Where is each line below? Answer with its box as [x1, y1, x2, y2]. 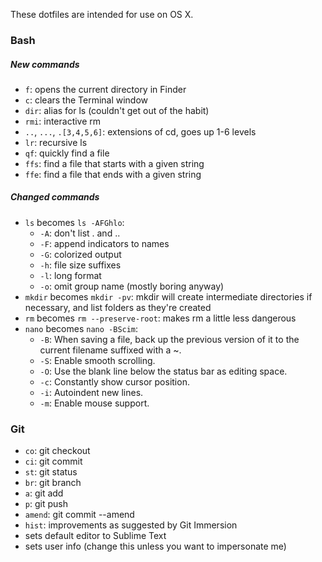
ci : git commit [24, 455, 83, 468]
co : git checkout [24, 445, 91, 457]
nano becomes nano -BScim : [24, 322, 139, 334]
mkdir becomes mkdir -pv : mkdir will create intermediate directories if [24, 290, 313, 303]
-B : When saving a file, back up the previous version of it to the [39, 333, 300, 345]
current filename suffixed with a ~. [39, 344, 182, 356]
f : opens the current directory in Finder [24, 83, 187, 95]
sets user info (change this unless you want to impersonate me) [24, 540, 287, 553]
